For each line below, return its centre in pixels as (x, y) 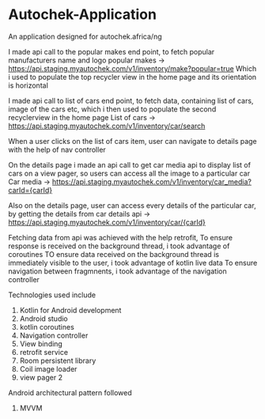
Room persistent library (58, 360)
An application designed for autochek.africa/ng (85, 36)
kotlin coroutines (47, 327)
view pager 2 (41, 377)
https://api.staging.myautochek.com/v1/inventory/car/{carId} (107, 222)
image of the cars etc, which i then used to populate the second (112, 109)
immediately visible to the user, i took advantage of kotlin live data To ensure (133, 262)
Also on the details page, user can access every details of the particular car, (132, 205)
